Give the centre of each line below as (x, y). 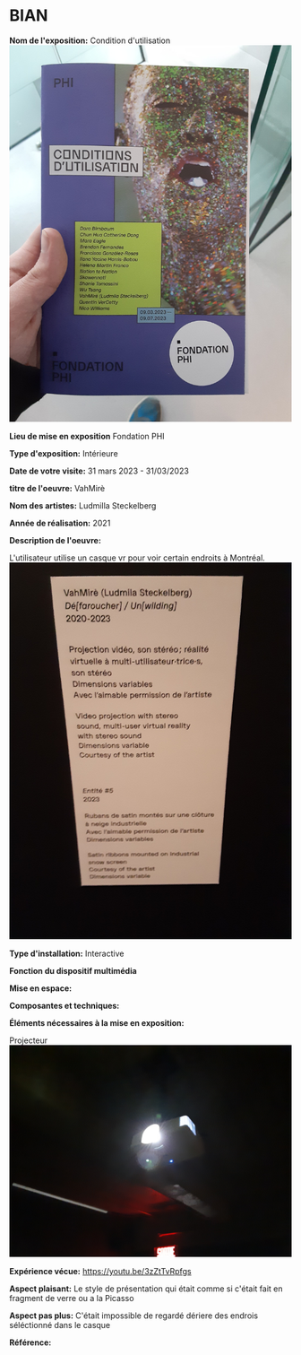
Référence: (30, 1342)
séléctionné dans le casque (60, 1325)
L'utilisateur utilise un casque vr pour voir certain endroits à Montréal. (138, 558)
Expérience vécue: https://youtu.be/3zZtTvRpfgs (100, 1271)
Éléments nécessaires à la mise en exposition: (97, 1022)
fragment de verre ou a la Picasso (72, 1298)
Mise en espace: (41, 988)
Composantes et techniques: (64, 1005)
